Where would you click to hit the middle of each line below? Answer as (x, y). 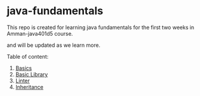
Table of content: (28, 56)
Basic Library (32, 74)
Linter (23, 81)
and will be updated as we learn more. (54, 45)
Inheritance (29, 87)
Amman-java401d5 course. (40, 33)
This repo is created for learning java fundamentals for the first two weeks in (101, 27)
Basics (24, 68)
